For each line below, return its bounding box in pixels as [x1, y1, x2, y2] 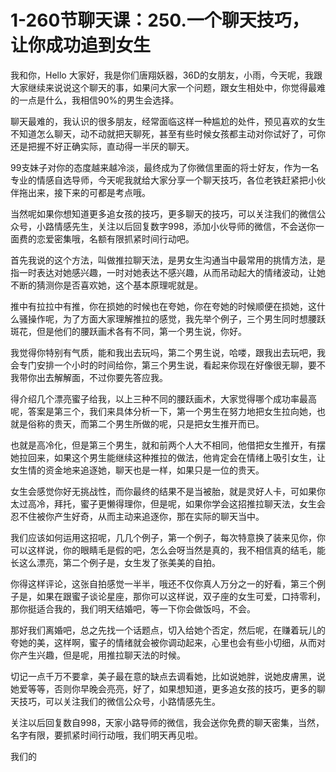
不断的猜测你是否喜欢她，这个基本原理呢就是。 [10, 279, 203, 291]
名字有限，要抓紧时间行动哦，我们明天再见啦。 [10, 729, 203, 741]
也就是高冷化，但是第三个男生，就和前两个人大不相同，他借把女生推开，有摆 [10, 439, 326, 451]
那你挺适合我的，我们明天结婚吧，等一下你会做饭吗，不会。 [10, 602, 256, 615]
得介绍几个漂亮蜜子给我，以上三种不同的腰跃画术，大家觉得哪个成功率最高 [10, 392, 317, 405]
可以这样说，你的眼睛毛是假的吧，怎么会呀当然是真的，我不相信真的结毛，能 [10, 544, 326, 556]
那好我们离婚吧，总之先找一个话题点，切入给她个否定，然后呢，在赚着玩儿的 [10, 624, 326, 636]
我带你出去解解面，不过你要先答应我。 [10, 371, 168, 383]
